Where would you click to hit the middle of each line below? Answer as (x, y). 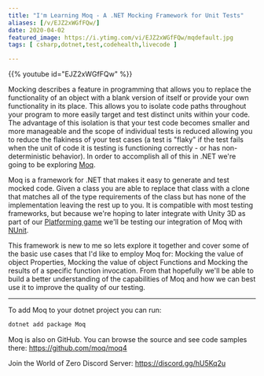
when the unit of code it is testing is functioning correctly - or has (114, 148)
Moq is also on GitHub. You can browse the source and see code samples (128, 339)
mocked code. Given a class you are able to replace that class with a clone (129, 188)
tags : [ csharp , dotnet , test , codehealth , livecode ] (93, 45)
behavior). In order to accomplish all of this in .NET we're (144, 156)
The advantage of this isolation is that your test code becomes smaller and (129, 123)
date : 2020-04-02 (37, 30)
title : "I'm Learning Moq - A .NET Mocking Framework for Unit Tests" (126, 15)
